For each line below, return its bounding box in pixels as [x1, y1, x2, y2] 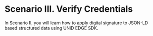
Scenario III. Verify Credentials [4, 3, 133, 15]
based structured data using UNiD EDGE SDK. [4, 25, 99, 31]
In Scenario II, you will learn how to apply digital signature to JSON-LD [4, 20, 148, 26]
